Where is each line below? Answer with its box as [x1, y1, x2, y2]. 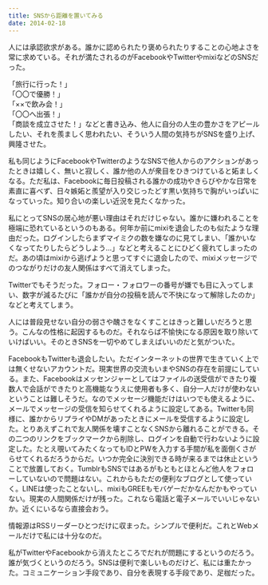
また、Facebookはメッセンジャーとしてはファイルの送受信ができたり [22, 373, 250, 384]
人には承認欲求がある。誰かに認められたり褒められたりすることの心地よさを [8, 42, 260, 52]
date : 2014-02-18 [8, 19, 66, 27]
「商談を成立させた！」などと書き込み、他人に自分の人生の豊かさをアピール [8, 119, 260, 129]
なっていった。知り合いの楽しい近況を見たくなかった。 [8, 196, 190, 205]
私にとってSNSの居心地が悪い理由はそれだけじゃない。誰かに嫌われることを [8, 213, 259, 222]
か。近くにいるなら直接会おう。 [8, 503, 113, 513]
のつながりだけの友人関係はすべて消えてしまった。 [8, 263, 175, 273]
